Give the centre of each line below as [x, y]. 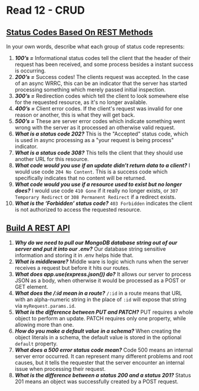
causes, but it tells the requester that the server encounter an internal [100, 362]
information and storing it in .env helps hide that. [74, 255]
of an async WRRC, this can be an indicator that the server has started [101, 83]
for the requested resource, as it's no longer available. [81, 102]
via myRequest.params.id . [45, 305]
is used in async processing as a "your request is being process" [94, 140]
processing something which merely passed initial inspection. [90, 89]
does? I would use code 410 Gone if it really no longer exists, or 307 [96, 190]
